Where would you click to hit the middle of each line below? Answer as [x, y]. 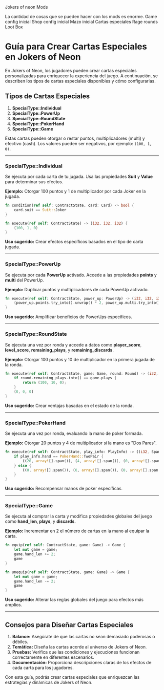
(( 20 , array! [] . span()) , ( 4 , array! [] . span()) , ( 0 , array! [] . [87, 461]
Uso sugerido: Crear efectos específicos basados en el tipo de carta [74, 242]
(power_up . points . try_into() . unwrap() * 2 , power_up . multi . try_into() [87, 303]
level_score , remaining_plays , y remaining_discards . [59, 350]
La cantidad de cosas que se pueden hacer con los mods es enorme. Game [81, 16]
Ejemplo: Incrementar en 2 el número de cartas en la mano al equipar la [77, 531]
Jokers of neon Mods [27, 7]
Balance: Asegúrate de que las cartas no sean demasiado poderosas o [83, 637]
